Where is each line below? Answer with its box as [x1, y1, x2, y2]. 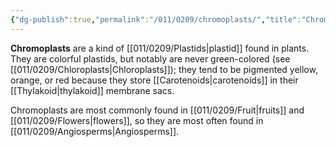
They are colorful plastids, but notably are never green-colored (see [10, 52, 291, 65]
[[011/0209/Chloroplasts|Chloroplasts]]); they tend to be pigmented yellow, [10, 63, 318, 75]
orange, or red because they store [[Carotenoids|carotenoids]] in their [10, 74, 299, 86]
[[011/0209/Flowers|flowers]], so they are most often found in [10, 114, 264, 126]
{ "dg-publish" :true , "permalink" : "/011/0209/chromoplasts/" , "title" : [10, 14, 302, 25]
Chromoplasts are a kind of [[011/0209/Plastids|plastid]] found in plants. [10, 42, 310, 54]
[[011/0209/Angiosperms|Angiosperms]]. [10, 125, 180, 137]
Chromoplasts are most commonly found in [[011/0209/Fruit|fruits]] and [10, 104, 305, 116]
